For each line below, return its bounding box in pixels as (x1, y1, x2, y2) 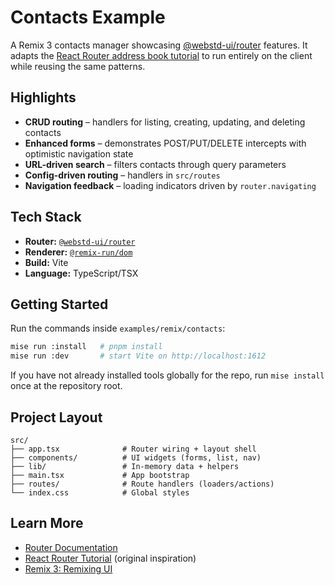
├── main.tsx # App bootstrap (10, 470, 190, 480)
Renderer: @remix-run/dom (24, 246, 133, 258)
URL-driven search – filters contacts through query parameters (24, 158, 287, 170)
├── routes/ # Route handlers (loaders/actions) (10, 479, 275, 489)
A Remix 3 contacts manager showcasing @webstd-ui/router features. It (10, 39, 308, 51)
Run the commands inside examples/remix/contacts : (10, 322, 226, 335)
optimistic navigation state (24, 147, 134, 160)
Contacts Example (10, 6, 166, 29)
